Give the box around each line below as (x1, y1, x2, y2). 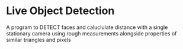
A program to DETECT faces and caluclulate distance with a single (6, 24, 168, 31)
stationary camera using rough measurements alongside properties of (6, 30, 177, 37)
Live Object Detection (6, 4, 115, 18)
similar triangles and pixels (6, 36, 71, 43)
